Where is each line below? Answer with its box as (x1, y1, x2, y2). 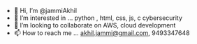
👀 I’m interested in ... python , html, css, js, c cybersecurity (13, 14, 183, 22)
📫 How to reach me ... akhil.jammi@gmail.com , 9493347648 (13, 29, 190, 37)
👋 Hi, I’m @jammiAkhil (13, 7, 78, 14)
